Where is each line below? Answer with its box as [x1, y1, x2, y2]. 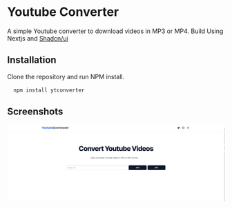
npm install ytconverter [13, 87, 85, 94]
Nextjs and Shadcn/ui [7, 34, 69, 42]
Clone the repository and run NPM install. [7, 72, 125, 81]
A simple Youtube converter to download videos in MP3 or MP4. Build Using [7, 27, 224, 35]
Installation [7, 54, 57, 66]
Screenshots [7, 106, 64, 118]
